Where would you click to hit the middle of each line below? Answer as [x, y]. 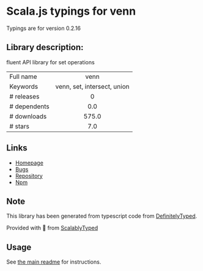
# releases [24, 96]
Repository [29, 176]
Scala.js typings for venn [71, 11]
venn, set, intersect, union [92, 86]
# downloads [28, 116]
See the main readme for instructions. [54, 262]
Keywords [24, 86]
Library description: [45, 47]
